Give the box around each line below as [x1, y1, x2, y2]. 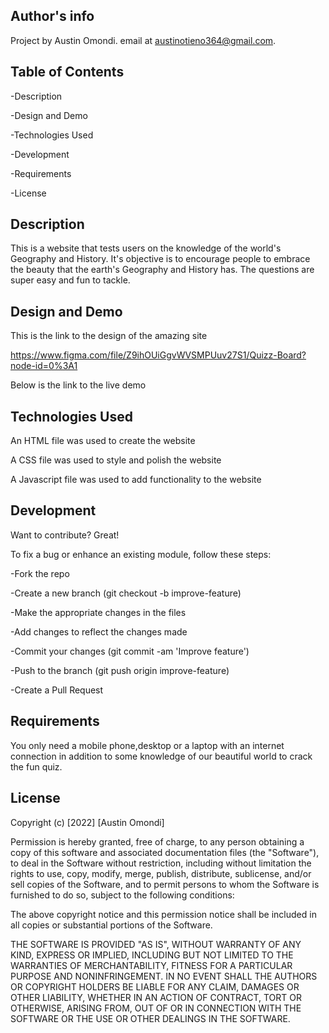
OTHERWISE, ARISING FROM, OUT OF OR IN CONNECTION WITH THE [10, 1002, 302, 1014]
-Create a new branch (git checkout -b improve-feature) [10, 587, 242, 599]
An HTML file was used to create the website [10, 435, 196, 447]
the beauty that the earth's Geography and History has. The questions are [10, 264, 315, 276]
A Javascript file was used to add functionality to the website [10, 474, 262, 486]
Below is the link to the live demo [10, 379, 147, 391]
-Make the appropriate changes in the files [10, 606, 187, 618]
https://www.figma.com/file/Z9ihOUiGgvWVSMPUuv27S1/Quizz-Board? [10, 349, 307, 361]
